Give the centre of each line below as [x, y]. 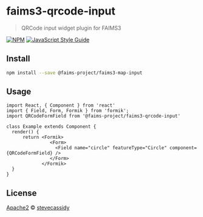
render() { [26, 132]
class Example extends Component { [51, 127]
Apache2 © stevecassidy [38, 208]
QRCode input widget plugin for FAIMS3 [71, 28]
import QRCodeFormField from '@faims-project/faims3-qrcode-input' [94, 116]
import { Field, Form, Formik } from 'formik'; [68, 111]
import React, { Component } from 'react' [61, 105]
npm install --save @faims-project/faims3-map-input [74, 73]
